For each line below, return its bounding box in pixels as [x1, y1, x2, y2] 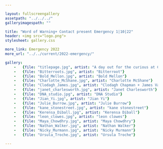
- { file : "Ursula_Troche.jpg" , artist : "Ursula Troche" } [14, 132, 136, 137]
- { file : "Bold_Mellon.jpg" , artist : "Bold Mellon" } [14, 74, 127, 79]
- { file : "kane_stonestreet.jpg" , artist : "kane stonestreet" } [14, 105, 149, 110]
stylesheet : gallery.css [5, 38, 55, 43]
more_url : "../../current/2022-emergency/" [5, 51, 95, 56]
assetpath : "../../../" [5, 16, 53, 21]
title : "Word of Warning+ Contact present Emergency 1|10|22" [5, 29, 133, 34]
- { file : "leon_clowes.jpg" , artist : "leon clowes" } [14, 115, 127, 119]
